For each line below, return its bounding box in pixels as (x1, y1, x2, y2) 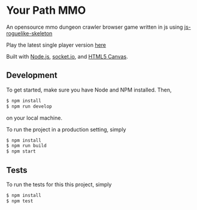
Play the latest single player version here (6, 41, 107, 48)
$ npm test (6, 198, 34, 204)
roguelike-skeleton (6, 29, 53, 36)
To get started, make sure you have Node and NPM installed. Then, (6, 86, 172, 93)
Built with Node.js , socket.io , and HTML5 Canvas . (6, 53, 128, 60)
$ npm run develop (6, 103, 52, 109)
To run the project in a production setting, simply (6, 126, 126, 133)
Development (6, 70, 58, 81)
